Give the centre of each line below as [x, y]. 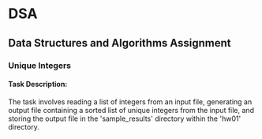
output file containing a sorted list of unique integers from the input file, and [131, 110]
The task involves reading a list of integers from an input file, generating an [130, 101]
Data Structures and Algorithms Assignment [120, 43]
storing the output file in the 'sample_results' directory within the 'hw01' [125, 118]
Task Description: [38, 85]
